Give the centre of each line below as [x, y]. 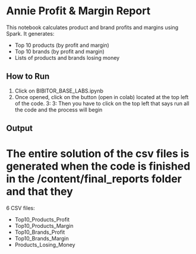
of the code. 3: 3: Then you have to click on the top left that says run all [102, 103]
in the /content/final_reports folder [94, 179]
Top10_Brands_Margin [42, 239]
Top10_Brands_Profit [40, 232]
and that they [39, 192]
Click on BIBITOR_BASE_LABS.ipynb [59, 91]
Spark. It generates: [30, 33]
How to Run [28, 76]
